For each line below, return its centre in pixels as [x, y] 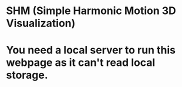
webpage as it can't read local [81, 63]
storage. [27, 75]
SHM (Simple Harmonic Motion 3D [91, 11]
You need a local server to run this [91, 50]
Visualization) [41, 23]
